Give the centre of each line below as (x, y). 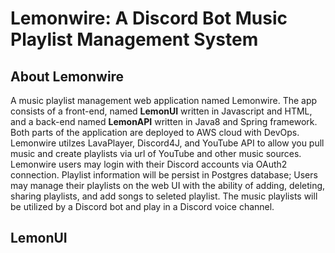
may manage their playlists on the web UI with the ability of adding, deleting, (168, 185)
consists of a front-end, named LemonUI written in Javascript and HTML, (161, 111)
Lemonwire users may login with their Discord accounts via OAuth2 (149, 164)
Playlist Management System (134, 39)
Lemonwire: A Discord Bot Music (149, 18)
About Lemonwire (67, 76)
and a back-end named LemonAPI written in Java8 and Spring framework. (164, 121)
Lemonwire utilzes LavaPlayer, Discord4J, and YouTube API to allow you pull (167, 143)
